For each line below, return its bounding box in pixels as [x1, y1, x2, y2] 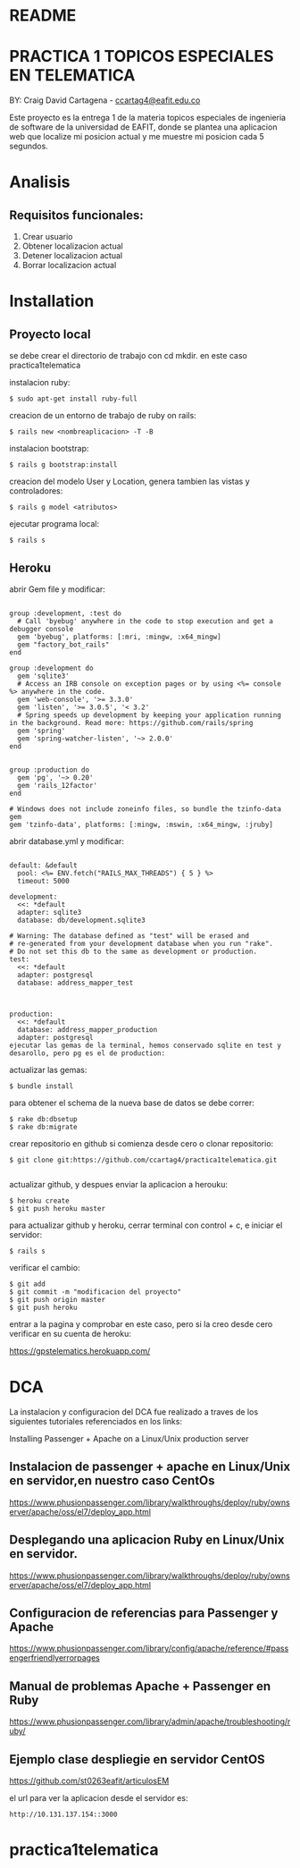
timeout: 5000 [17, 876, 70, 885]
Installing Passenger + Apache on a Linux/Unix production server [9, 1433, 249, 1444]
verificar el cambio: [9, 1262, 80, 1272]
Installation [9, 292, 95, 311]
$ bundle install [9, 1081, 74, 1091]
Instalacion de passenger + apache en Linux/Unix [9, 1459, 291, 1475]
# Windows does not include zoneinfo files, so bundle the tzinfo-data [9, 804, 281, 814]
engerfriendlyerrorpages [9, 1652, 100, 1663]
